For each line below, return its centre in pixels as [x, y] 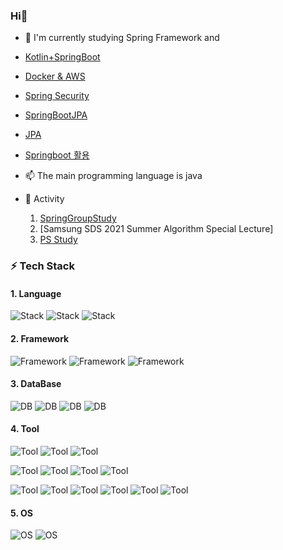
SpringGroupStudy [78, 218]
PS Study [58, 240]
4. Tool [25, 429]
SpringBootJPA [56, 115]
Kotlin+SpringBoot [62, 57]
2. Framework [40, 339]
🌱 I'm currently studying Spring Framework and [122, 38]
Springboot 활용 [57, 155]
